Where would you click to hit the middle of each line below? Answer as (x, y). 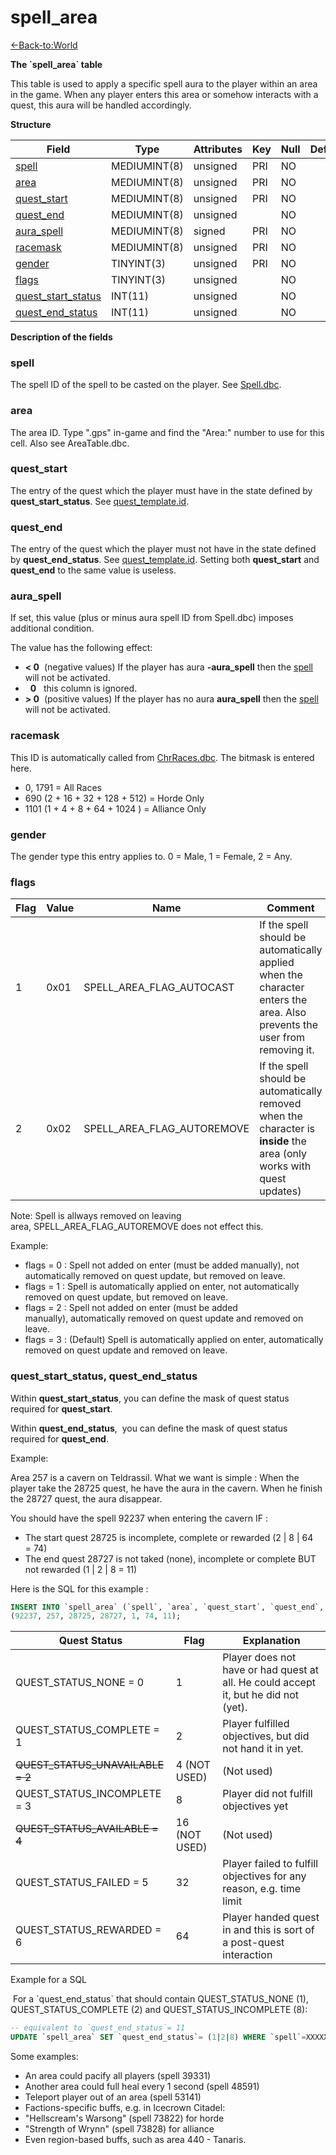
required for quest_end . (59, 1438)
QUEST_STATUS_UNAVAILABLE (90, 1765)
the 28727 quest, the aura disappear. (86, 1498)
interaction (247, 1955)
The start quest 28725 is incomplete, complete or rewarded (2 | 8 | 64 (169, 1537)
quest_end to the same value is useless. (93, 570)
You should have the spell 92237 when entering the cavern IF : (139, 1518)
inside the (283, 1141)
